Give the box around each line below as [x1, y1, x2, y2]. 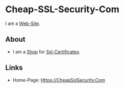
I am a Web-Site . [5, 20, 40, 26]
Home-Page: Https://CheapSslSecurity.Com [12, 77, 106, 83]
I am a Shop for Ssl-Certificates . [12, 48, 81, 54]
